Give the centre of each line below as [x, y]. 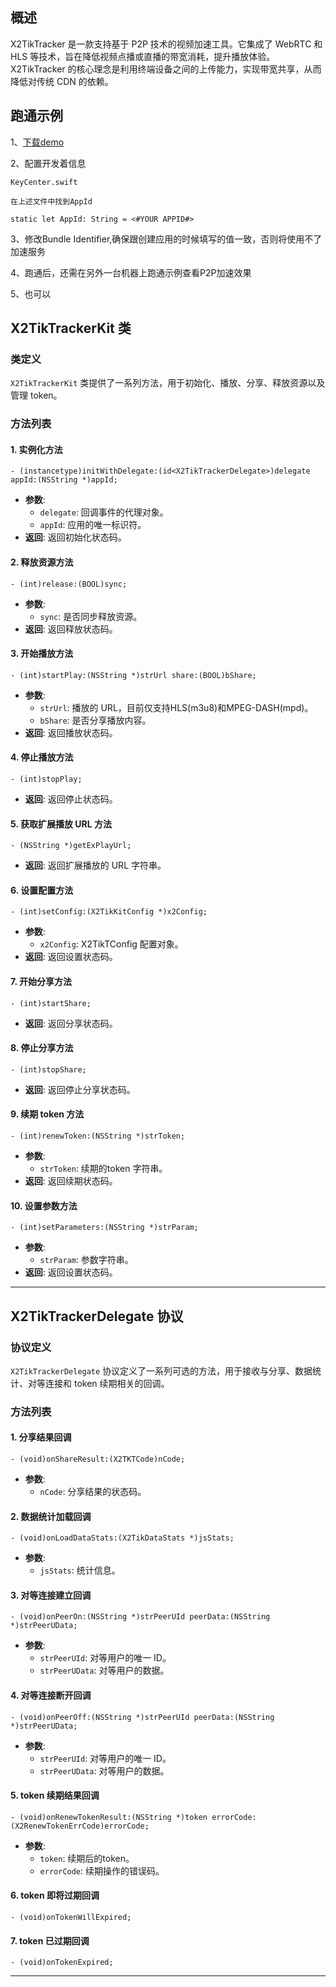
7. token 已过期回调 [50, 1940]
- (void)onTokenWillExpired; [71, 1918]
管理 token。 [36, 395]
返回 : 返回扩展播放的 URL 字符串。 [95, 865]
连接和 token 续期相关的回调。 [107, 1383]
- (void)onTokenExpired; [62, 1963]
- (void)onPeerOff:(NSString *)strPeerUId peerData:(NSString [142, 1717]
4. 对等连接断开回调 [51, 1695]
